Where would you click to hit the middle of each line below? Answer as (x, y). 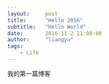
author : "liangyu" (40, 40)
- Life (30, 53)
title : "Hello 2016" (45, 20)
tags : (15, 46)
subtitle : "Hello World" (47, 27)
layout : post (33, 14)
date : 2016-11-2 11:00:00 (54, 33)
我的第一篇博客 (29, 73)
